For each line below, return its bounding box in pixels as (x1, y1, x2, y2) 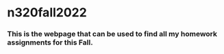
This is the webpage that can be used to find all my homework (7, 29, 218, 39)
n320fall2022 (7, 5, 87, 21)
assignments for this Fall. (7, 38, 94, 47)
